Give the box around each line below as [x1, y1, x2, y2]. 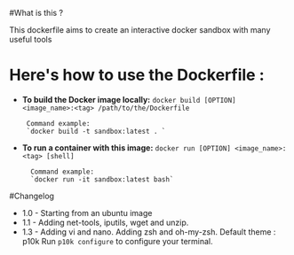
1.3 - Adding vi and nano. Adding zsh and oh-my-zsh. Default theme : [21, 226, 276, 237]
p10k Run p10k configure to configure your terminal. [21, 236, 213, 246]
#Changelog [9, 190, 55, 201]
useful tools [9, 35, 52, 44]
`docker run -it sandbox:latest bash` [30, 174, 174, 184]
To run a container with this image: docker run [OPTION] [21, 142, 231, 153]
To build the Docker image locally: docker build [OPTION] [21, 94, 237, 104]
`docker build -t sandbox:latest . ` [26, 127, 166, 135]
